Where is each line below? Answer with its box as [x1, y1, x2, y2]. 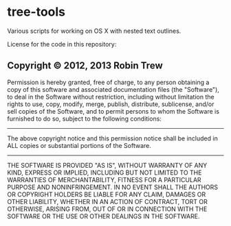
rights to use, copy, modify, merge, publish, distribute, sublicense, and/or [7, 100, 214, 108]
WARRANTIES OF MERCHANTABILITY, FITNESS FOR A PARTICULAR [7, 175, 201, 184]
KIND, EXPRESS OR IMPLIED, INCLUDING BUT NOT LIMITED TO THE [7, 168, 202, 177]
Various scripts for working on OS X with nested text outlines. [7, 27, 181, 35]
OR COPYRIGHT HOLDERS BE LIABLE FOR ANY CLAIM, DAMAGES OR [7, 190, 206, 199]
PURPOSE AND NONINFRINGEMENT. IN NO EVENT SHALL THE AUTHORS [7, 183, 219, 191]
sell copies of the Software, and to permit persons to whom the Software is [7, 107, 220, 115]
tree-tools [7, 4, 66, 20]
